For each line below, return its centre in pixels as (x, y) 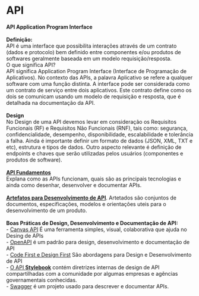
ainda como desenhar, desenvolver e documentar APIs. (74, 185)
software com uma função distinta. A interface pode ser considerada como (98, 83)
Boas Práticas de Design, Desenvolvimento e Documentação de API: (92, 223)
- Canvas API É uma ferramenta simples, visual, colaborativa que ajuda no (97, 229)
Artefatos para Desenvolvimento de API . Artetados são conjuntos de (91, 198)
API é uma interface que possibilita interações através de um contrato (91, 46)
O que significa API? (31, 65)
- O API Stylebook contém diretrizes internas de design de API (83, 267)
